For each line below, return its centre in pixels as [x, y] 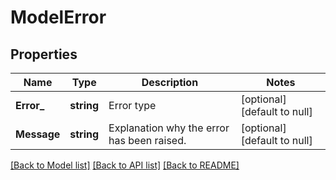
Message [38, 134]
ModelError [58, 17]
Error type [132, 105]
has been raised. [147, 140]
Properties [44, 54]
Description [170, 82]
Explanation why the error [169, 128]
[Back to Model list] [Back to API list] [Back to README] [125, 165]
